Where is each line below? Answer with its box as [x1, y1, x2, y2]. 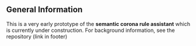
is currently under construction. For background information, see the [6, 27, 175, 34]
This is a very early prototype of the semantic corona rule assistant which [6, 20, 191, 27]
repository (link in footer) [6, 32, 68, 40]
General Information [6, 5, 83, 15]
